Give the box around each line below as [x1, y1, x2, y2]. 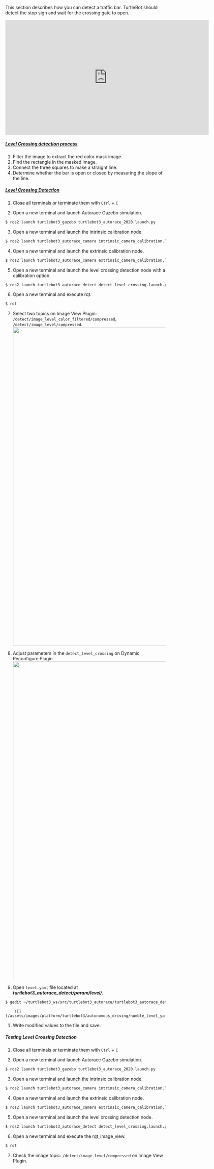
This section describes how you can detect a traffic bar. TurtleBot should [5, 5, 158, 10]
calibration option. [12, 272, 51, 279]
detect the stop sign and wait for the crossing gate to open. [5, 10, 130, 16]
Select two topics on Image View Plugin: [12, 311, 97, 317]
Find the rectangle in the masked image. [12, 159, 97, 165]
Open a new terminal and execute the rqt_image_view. [12, 1133, 126, 1139]
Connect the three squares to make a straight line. [12, 164, 118, 170]
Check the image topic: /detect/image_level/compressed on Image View [12, 1152, 164, 1158]
